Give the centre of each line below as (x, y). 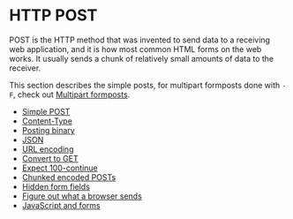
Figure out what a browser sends (82, 196)
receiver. (25, 68)
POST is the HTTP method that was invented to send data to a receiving (140, 40)
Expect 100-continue (60, 168)
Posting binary (48, 130)
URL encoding (48, 149)
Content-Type (47, 121)
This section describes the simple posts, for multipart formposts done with (145, 85)
